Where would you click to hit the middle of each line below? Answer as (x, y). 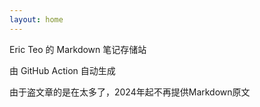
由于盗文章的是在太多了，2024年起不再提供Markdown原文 (130, 92)
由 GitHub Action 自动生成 (62, 70)
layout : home (36, 19)
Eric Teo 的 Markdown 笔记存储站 (78, 49)
